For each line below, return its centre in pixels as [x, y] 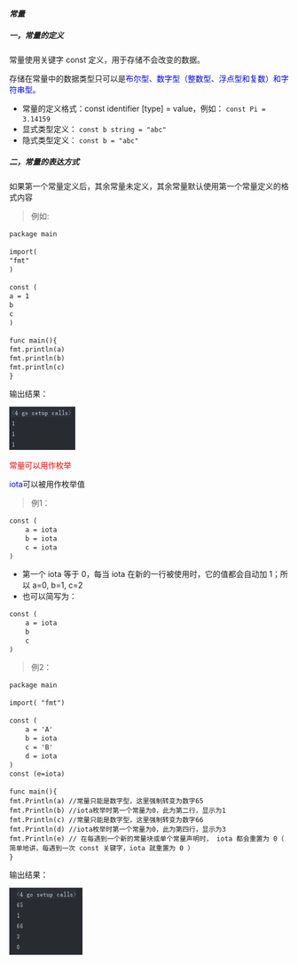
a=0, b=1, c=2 [58, 585]
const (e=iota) [37, 774]
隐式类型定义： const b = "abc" [80, 140]
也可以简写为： [49, 596]
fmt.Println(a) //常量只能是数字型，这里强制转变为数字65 [106, 801]
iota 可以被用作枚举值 [47, 484]
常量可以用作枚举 [40, 465]
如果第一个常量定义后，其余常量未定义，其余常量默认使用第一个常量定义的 [145, 186]
